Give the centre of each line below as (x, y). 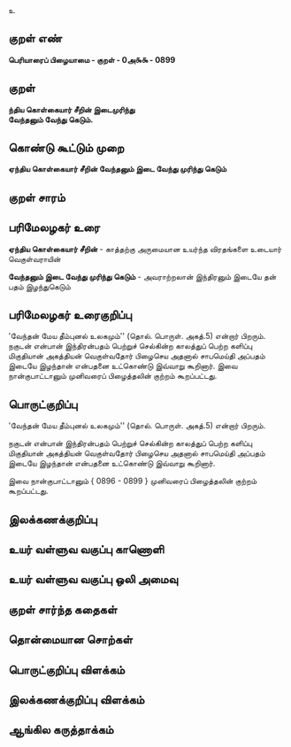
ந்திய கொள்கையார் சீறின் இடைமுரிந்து (72, 109)
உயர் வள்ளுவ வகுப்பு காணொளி (86, 550)
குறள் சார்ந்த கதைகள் (63, 609)
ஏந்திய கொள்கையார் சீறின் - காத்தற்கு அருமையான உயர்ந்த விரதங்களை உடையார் (145, 249)
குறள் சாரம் (37, 197)
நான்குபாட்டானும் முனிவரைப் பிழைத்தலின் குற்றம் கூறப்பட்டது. (113, 376)
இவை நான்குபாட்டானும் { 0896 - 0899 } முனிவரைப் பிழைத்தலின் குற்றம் (133, 481)
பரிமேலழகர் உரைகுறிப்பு (70, 315)
